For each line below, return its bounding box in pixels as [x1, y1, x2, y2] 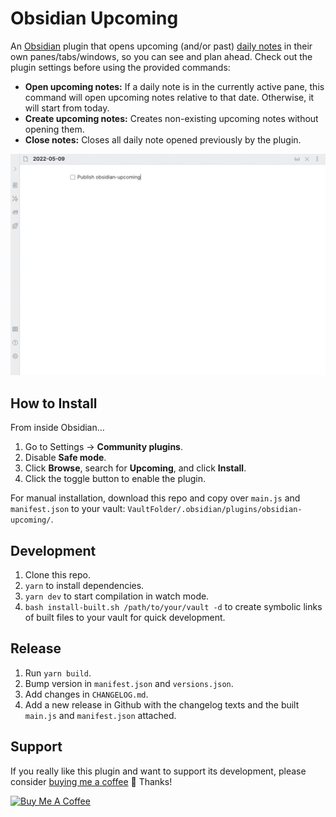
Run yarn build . [24, 667, 92, 679]
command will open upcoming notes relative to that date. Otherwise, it [24, 91, 315, 103]
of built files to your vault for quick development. [24, 611, 226, 623]
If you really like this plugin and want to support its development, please [10, 765, 307, 777]
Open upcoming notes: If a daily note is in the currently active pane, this [24, 80, 325, 92]
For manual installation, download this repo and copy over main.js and [10, 492, 301, 504]
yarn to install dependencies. [24, 579, 145, 591]
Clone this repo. [24, 568, 91, 581]
